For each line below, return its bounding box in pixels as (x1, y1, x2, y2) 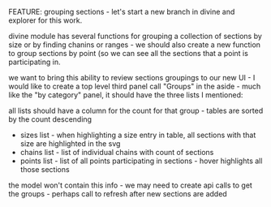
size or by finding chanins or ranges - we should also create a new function (8, 40, 261, 50)
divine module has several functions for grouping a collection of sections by (8, 32, 262, 41)
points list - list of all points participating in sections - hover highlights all (19, 156, 263, 166)
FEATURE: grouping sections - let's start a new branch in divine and (8, 7, 235, 16)
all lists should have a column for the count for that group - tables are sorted (8, 106, 264, 115)
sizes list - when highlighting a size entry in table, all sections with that (19, 130, 256, 140)
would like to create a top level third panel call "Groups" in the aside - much (8, 81, 261, 91)
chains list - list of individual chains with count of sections (19, 148, 214, 157)
